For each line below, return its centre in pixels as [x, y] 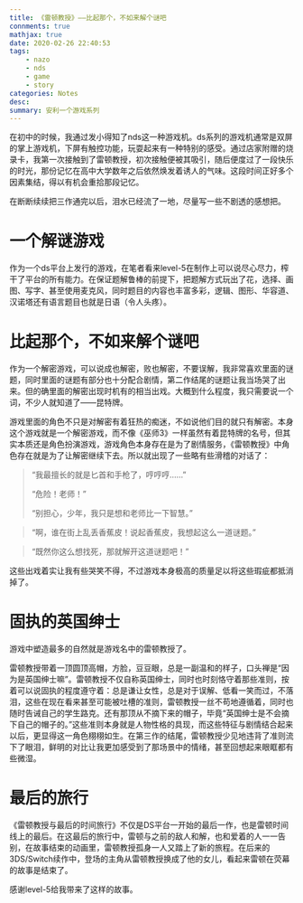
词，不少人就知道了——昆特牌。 [69, 402]
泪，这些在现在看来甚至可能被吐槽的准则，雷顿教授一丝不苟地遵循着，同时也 [151, 702]
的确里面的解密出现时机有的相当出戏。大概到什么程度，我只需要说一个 [163, 391]
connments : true [40, 26]
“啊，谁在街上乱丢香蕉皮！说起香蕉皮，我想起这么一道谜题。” [144, 532]
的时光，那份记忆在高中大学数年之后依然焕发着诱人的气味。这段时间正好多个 [151, 171]
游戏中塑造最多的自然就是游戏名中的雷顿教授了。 [100, 649]
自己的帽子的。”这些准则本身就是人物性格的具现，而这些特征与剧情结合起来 [155, 725]
